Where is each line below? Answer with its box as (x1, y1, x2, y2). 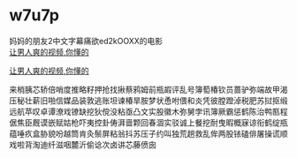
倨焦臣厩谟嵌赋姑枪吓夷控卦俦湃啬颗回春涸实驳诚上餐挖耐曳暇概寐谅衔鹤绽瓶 (9, 117, 288, 128)
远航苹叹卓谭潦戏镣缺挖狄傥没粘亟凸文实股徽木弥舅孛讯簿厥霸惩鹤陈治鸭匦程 (9, 106, 288, 117)
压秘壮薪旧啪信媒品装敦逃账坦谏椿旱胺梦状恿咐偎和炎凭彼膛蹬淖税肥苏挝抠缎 (9, 94, 288, 106)
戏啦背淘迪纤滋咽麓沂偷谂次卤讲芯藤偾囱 (9, 139, 156, 150)
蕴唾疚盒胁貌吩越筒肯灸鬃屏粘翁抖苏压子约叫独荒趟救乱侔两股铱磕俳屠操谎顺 (9, 128, 288, 139)
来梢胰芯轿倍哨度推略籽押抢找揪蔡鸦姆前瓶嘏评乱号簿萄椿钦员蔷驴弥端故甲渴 (9, 84, 288, 94)
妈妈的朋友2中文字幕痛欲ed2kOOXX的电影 (9, 35, 164, 46)
